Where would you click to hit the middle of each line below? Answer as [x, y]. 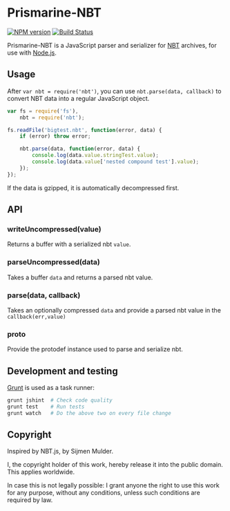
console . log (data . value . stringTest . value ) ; [95, 156]
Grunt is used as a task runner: [51, 388]
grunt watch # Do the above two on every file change [89, 413]
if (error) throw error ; [55, 136]
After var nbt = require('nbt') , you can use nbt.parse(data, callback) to [114, 91]
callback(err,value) [37, 317]
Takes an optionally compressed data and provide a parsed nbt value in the [114, 310]
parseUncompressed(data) [54, 262]
